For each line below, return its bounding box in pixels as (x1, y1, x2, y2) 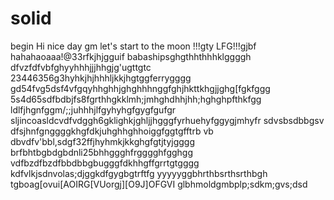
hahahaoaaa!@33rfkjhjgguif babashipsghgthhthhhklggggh (10, 50, 252, 62)
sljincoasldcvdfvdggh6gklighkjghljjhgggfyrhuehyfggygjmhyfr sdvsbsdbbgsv (10, 114, 325, 126)
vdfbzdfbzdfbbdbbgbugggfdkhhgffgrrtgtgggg (10, 157, 200, 169)
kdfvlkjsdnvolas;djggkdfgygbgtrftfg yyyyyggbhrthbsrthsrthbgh (10, 167, 268, 179)
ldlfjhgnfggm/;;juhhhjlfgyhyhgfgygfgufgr (10, 103, 177, 116)
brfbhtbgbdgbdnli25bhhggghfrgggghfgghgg (10, 146, 194, 158)
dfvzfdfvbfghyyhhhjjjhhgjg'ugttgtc (10, 61, 152, 73)
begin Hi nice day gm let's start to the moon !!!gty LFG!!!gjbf (10, 40, 257, 52)
